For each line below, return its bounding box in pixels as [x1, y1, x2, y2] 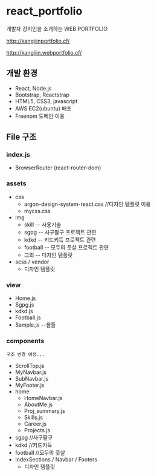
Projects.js [24, 427, 51, 434]
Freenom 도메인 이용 [14, 112, 65, 120]
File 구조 [6, 132, 37, 142]
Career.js [24, 420, 47, 427]
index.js [6, 151, 30, 159]
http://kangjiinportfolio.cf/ [6, 37, 70, 44]
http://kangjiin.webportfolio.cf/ [6, 49, 82, 56]
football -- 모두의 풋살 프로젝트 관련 [24, 243, 109, 251]
